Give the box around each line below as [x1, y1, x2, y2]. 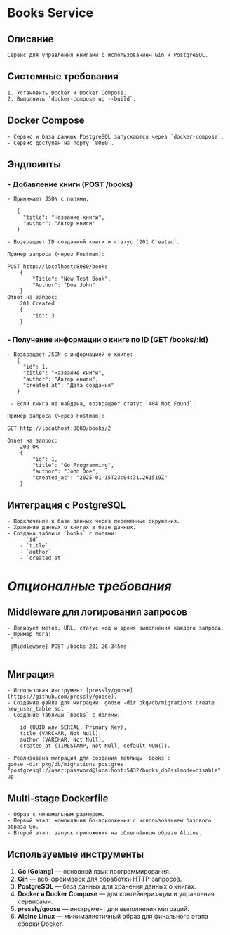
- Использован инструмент [7, 687, 83, 694]
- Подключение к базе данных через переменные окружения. [7, 518, 180, 525]
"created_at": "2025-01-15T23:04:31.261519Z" [32, 473, 168, 481]
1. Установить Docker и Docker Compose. [7, 89, 128, 96]
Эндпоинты [7, 158, 62, 170]
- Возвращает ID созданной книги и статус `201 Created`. [7, 238, 180, 246]
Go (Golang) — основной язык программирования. [17, 867, 171, 875]
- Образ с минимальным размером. [7, 811, 105, 818]
